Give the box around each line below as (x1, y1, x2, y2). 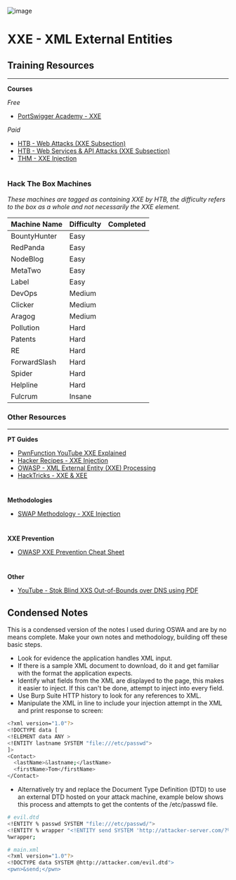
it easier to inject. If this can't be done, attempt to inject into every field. (17, 684, 225, 693)
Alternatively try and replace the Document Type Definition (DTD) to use (17, 786, 227, 794)
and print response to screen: (17, 707, 103, 715)
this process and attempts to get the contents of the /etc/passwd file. (17, 800, 218, 809)
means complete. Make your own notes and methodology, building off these (7, 633, 228, 641)
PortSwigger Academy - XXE (17, 112, 102, 120)
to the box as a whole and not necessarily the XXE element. (7, 202, 181, 211)
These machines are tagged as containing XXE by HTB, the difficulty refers (7, 194, 226, 204)
